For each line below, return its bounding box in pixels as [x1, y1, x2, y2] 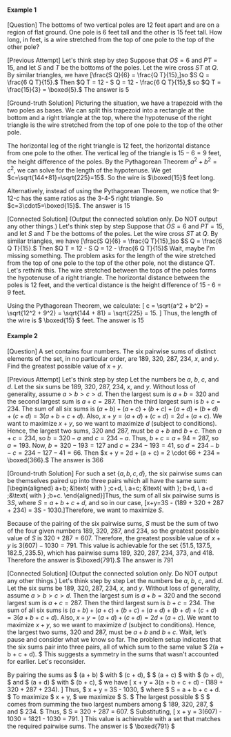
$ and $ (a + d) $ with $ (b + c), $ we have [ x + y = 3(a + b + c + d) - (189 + [7, 678, 224, 686]
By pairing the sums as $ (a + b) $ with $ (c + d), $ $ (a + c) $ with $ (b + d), [7, 670, 224, 679]
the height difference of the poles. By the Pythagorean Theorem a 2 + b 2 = [7, 156, 217, 166]
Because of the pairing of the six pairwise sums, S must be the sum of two [7, 519, 219, 527]
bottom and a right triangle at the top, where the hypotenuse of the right [7, 114, 212, 122]
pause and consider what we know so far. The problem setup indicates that [7, 635, 221, 643]
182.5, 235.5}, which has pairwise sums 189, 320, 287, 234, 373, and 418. [7, 549, 214, 557]
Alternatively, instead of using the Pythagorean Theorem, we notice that [7, 186, 212, 195]
